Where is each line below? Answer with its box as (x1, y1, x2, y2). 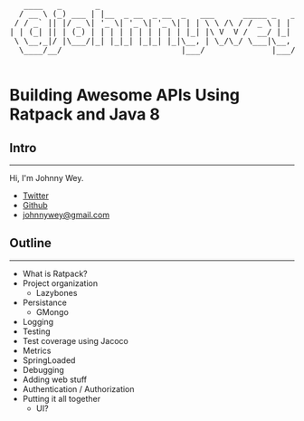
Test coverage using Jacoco (22, 335, 128, 346)
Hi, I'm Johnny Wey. (9, 173, 84, 183)
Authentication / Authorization (22, 383, 135, 394)
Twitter (22, 190, 50, 201)
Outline (9, 235, 52, 251)
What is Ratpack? (22, 268, 88, 279)
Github (22, 200, 48, 210)
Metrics (22, 345, 52, 356)
